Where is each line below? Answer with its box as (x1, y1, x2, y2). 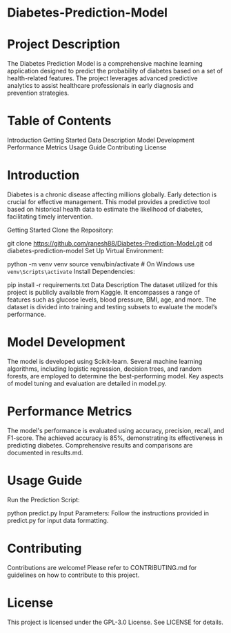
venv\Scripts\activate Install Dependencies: (7, 268, 136, 275)
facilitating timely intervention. (7, 212, 93, 221)
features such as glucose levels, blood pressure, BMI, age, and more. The (7, 295, 217, 304)
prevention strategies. (7, 89, 70, 98)
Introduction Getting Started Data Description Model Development (7, 136, 195, 145)
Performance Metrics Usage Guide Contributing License (7, 143, 167, 152)
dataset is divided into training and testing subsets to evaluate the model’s (7, 303, 218, 311)
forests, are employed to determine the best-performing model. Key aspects (7, 371, 224, 380)
